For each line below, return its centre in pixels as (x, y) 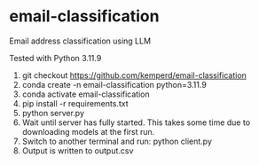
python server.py (53, 113)
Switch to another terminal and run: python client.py (117, 141)
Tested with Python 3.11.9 (55, 58)
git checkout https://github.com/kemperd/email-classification (134, 75)
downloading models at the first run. (88, 131)
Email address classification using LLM (80, 41)
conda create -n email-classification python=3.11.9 (114, 84)
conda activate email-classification (86, 94)
